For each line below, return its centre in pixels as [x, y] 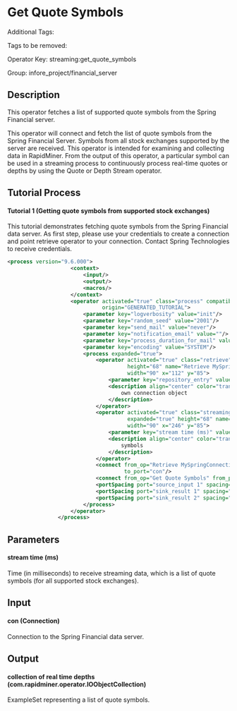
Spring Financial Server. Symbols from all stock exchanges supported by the [119, 140]
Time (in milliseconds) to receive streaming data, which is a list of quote [112, 573]
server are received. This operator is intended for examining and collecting [116, 148]
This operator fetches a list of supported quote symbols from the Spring [112, 112]
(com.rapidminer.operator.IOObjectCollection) [77, 684]
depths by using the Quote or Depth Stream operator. [85, 171]
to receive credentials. [40, 249]
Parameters [34, 539]
